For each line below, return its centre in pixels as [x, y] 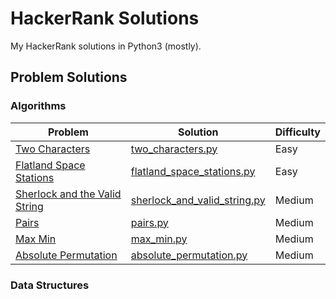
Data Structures [50, 285]
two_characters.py [174, 149]
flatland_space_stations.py [193, 171]
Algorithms [38, 106]
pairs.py [149, 222]
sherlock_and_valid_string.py [198, 200]
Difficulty [297, 132]
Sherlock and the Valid [68, 194]
